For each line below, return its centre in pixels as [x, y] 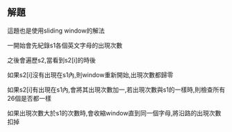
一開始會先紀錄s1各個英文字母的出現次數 [65, 45]
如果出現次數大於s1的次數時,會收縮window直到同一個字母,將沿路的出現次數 [114, 113]
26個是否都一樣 [30, 98]
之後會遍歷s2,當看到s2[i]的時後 [51, 60]
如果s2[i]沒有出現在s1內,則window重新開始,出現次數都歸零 [90, 74]
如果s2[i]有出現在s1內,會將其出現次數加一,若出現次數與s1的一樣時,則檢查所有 [116, 90]
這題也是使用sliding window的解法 [56, 31]
